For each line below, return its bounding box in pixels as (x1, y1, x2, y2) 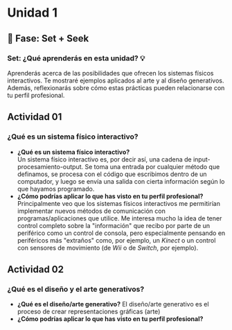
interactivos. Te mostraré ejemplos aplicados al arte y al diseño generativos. (7, 76, 224, 85)
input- (193, 155, 211, 164)
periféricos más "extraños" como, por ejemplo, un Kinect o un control (17, 236, 216, 244)
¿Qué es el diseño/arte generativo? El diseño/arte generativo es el (17, 300, 209, 309)
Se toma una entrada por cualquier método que (84, 162, 220, 171)
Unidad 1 (7, 5, 57, 21)
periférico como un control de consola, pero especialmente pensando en (17, 229, 226, 237)
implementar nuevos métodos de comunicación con (17, 207, 166, 215)
